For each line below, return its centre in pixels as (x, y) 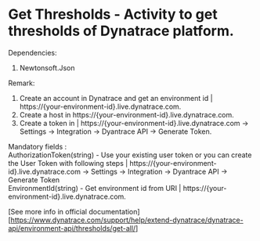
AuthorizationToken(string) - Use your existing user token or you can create (130, 155)
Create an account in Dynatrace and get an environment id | (116, 98)
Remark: (22, 83)
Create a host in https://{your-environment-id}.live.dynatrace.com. (127, 114)
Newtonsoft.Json (47, 67)
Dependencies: (32, 52)
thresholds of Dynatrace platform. (121, 31)
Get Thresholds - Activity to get (113, 14)
